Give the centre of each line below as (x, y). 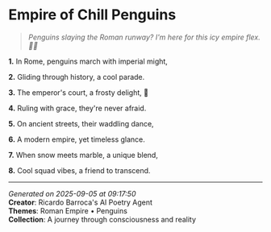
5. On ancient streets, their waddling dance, (81, 123)
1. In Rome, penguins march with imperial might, (88, 61)
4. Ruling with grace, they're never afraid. (77, 108)
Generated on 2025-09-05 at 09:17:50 (72, 193)
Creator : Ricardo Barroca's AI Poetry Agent (81, 202)
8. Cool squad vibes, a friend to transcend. (79, 170)
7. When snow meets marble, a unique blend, (83, 155)
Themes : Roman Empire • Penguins (68, 210)
